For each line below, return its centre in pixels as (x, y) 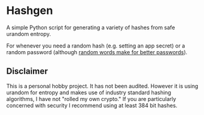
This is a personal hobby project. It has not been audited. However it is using (102, 86)
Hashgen (30, 11)
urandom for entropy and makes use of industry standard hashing (89, 92)
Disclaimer (27, 71)
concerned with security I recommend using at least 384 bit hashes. (92, 105)
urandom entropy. (29, 33)
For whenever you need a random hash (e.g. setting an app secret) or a (96, 46)
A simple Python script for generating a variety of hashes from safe (91, 27)
